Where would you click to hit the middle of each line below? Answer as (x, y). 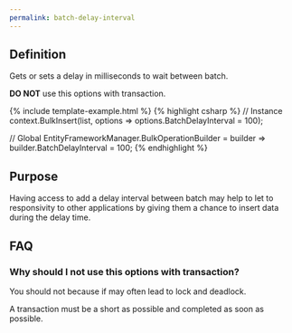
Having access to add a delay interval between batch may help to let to (141, 198)
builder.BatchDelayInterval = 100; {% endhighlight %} (108, 148)
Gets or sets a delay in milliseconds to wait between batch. (119, 76)
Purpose (34, 176)
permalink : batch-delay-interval (72, 18)
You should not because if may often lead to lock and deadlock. (128, 291)
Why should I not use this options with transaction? (124, 271)
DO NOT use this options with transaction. (88, 94)
